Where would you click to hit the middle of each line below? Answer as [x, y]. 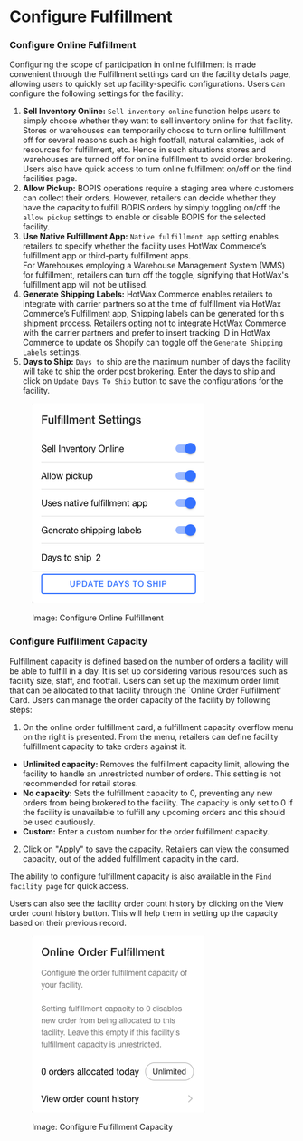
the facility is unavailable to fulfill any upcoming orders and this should [154, 812]
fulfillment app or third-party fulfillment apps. [107, 256]
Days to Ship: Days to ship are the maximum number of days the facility [156, 362]
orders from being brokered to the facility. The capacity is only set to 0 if [158, 802]
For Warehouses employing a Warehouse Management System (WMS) [154, 266]
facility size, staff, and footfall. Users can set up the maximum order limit [144, 680]
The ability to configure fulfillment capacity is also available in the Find [141, 876]
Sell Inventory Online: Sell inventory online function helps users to [151, 112]
